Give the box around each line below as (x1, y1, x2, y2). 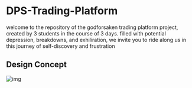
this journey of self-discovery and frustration (6, 43, 115, 50)
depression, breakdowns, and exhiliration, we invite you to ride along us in (6, 36, 187, 43)
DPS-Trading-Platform (6, 4, 118, 18)
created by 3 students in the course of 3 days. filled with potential (6, 30, 167, 37)
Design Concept (6, 60, 67, 70)
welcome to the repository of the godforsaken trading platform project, (6, 24, 178, 31)
